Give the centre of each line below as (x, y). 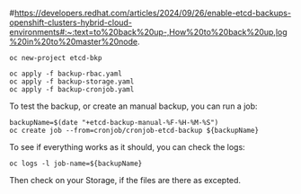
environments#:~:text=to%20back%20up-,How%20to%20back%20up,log (148, 32)
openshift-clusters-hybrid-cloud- (71, 22)
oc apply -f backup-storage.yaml (72, 82)
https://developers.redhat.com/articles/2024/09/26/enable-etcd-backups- (153, 13)
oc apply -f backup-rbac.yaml (66, 74)
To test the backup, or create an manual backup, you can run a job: (133, 106)
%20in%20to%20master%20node (73, 41)
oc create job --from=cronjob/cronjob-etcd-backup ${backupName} (134, 130)
